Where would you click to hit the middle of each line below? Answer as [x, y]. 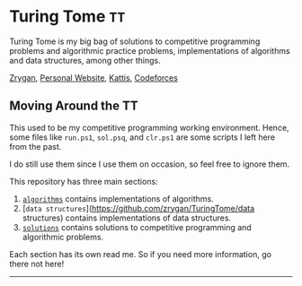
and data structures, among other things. [85, 60]
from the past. [36, 146]
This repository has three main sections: [84, 181]
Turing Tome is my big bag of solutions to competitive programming [135, 41]
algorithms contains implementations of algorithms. [118, 198]
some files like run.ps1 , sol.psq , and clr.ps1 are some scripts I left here [142, 137]
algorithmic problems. [63, 237]
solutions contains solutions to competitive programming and [137, 227]
